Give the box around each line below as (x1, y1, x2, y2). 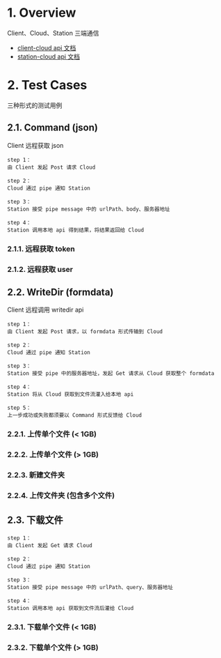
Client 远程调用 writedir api (7, 305, 84, 314)
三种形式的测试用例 (7, 101, 63, 109)
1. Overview (7, 5, 76, 21)
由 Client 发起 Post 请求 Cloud (7, 164, 96, 171)
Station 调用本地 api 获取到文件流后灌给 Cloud (7, 604, 134, 611)
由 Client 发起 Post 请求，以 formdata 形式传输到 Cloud (7, 328, 163, 335)
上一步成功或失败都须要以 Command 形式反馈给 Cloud (7, 412, 142, 419)
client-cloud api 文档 (17, 43, 76, 52)
